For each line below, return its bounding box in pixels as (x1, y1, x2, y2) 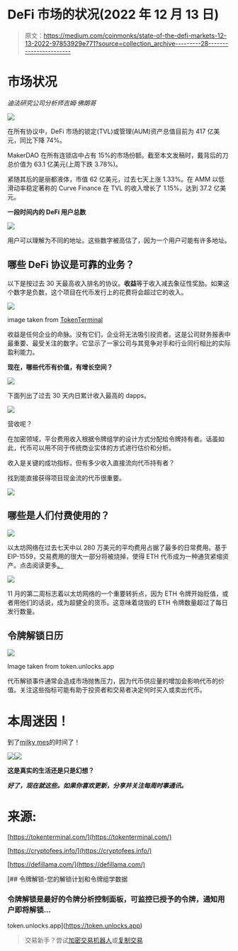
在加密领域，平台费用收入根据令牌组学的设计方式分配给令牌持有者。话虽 (7, 434, 218, 443)
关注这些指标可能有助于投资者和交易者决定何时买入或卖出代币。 (19, 686, 206, 694)
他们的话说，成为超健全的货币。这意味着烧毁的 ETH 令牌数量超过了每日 (19, 598, 228, 606)
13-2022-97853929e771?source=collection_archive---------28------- (24, 39, 229, 48)
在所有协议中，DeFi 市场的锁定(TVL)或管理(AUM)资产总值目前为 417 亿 (7, 127, 214, 135)
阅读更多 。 (31, 561, 64, 569)
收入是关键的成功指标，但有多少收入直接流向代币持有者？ (7, 458, 175, 467)
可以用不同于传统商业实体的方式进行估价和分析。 (31, 443, 175, 452)
